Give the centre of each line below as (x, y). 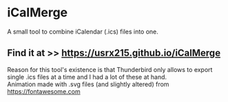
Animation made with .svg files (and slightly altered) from (88, 84)
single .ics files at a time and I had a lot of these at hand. (87, 77)
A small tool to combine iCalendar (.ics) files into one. (83, 31)
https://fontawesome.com (44, 91)
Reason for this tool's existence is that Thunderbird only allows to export (110, 69)
